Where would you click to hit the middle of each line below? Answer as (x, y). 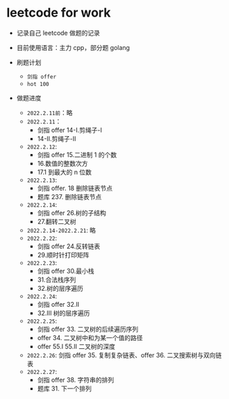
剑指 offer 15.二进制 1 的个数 (77, 155)
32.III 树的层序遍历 (63, 313)
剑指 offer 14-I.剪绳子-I (69, 130)
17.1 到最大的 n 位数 (64, 172)
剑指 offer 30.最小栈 (66, 271)
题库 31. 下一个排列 (64, 388)
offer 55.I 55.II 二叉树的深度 (76, 346)
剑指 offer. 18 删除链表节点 (75, 188)
